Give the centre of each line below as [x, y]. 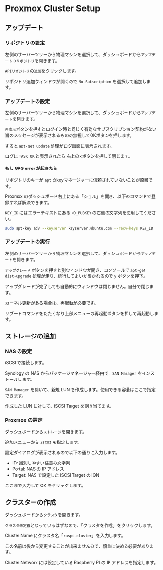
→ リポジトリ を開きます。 [36, 60]
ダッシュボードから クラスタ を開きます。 [44, 515]
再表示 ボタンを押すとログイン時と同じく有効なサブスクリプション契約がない [81, 129]
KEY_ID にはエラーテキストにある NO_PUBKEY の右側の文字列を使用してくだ [78, 213]
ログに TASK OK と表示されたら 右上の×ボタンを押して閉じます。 [69, 156]
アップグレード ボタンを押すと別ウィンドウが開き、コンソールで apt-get [75, 270]
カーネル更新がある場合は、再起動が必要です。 [52, 303]
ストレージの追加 [31, 336]
